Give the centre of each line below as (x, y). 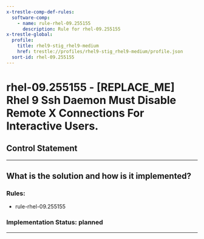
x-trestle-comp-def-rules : (40, 12)
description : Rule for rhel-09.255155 (71, 29)
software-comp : (31, 18)
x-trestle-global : (29, 35)
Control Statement (42, 149)
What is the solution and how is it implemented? (99, 176)
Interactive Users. (53, 126)
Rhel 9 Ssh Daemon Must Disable (91, 100)
